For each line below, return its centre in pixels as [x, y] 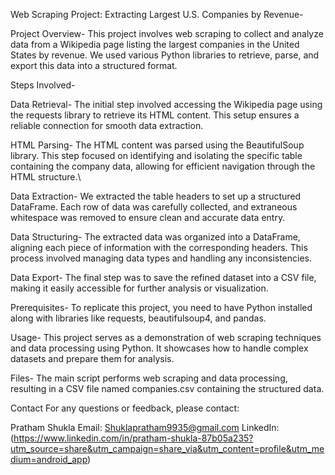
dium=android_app [49, 459]
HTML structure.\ [46, 177]
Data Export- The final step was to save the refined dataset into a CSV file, [163, 277]
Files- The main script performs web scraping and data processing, [149, 378]
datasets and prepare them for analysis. [92, 358]
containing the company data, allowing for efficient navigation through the [163, 166]
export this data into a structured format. [94, 65]
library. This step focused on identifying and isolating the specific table [156, 155]
